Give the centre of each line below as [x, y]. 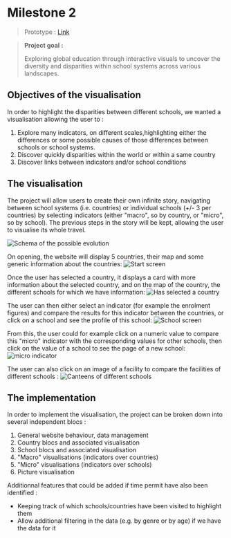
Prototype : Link [47, 32]
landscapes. [41, 73]
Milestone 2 [42, 13]
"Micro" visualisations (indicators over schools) [84, 465]
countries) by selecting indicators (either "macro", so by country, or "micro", [115, 215]
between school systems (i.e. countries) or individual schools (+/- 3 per [109, 207]
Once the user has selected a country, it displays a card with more [101, 277]
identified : [22, 493]
